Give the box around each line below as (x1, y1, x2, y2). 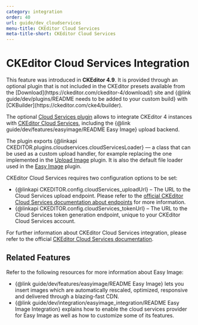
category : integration (6, 8, 63, 15)
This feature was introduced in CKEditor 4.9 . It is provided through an (6, 76, 178, 83)
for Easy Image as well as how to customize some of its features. (14, 311, 175, 319)
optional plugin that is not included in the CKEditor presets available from (6, 83, 185, 90)
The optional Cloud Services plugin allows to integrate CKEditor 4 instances (6, 113, 193, 120)
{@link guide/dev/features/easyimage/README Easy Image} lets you (14, 280, 184, 287)
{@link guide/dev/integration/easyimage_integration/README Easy (14, 299, 180, 306)
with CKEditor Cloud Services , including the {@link (6, 120, 131, 127)
